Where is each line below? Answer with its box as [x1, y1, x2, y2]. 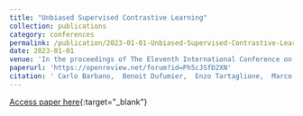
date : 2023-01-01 [9, 47, 75, 56]
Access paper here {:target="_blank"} [9, 96, 148, 107]
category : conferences [9, 30, 95, 39]
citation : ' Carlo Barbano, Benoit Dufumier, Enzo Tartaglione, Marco [9, 72, 293, 81]
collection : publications [9, 22, 106, 31]
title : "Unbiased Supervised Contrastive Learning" [9, 13, 207, 22]
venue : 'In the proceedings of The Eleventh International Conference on [9, 55, 293, 64]
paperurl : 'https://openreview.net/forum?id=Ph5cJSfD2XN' [9, 64, 232, 73]
